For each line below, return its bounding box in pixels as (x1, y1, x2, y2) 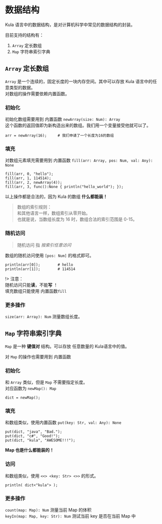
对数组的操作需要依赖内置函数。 (5, 90, 69, 96)
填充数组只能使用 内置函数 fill (5, 288, 67, 294)
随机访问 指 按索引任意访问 (17, 242, 71, 248)
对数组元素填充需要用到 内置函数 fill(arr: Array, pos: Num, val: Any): (5, 158, 153, 164)
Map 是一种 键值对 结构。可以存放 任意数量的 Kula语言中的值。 (5, 343, 130, 349)
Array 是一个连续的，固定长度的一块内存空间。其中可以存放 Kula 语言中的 (5, 78, 153, 84)
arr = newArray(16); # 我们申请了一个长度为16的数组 (5, 133, 114, 138)
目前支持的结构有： (5, 32, 44, 38)
